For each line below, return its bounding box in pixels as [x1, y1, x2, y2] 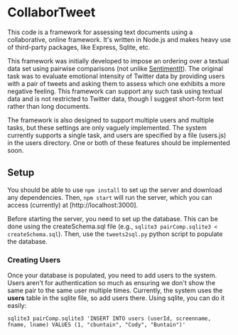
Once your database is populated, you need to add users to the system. [7, 271, 217, 280]
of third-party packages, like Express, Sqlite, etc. [7, 43, 151, 51]
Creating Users [7, 255, 61, 265]
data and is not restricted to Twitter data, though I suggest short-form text [7, 94, 224, 103]
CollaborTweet [7, 4, 96, 21]
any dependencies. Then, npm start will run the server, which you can [7, 193, 212, 201]
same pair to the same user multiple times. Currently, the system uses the [7, 286, 223, 295]
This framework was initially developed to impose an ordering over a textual [7, 56, 229, 65]
